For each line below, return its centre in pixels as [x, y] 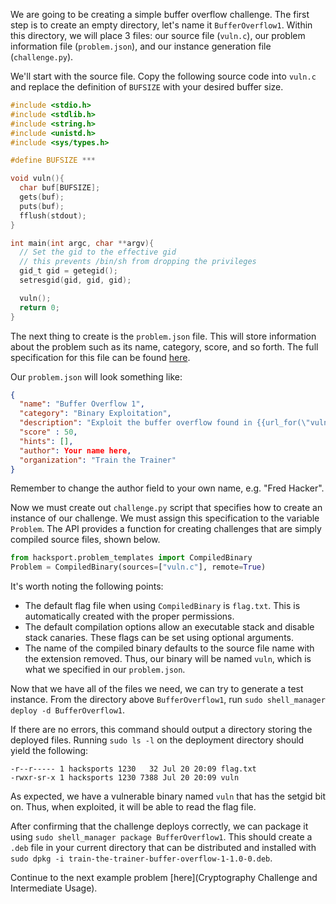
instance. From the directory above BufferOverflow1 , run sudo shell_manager [168, 700]
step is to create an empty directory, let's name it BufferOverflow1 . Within [161, 25]
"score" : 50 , [48, 432]
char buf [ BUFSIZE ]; [60, 188]
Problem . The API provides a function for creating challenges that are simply [166, 529]
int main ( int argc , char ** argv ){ [82, 243]
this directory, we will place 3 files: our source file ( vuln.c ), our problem [158, 35]
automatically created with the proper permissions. [129, 616]
